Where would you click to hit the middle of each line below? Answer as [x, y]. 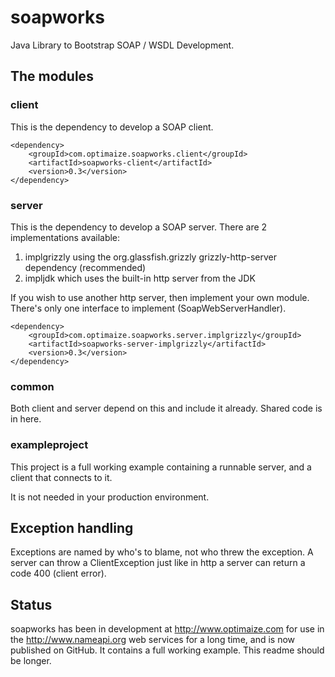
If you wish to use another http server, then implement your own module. [160, 297]
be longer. [31, 661]
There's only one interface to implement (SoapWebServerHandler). [148, 308]
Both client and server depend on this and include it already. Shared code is [166, 408]
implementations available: [65, 237]
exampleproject [49, 445]
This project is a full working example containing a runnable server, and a [161, 467]
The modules [52, 76]
